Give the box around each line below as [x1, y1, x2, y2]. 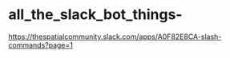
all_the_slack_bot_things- [8, 6, 183, 24]
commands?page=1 [8, 40, 74, 49]
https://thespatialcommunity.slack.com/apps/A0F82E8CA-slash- [8, 32, 222, 41]
